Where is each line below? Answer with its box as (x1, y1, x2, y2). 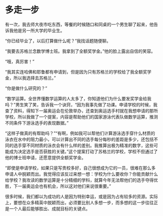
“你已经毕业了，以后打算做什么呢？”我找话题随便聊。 (5, 37, 111, 44)
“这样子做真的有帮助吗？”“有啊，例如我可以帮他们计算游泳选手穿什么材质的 (5, 130, 155, 136)
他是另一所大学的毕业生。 (13, 27, 65, 33)
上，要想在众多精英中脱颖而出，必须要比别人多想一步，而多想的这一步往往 (5, 199, 154, 205)
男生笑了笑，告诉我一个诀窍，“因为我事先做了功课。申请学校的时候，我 (15, 102, 158, 108)
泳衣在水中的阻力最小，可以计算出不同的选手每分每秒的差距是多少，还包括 (5, 136, 154, 142)
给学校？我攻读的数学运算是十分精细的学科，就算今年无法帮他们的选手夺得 (5, 177, 154, 183)
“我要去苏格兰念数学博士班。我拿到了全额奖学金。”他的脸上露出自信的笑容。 (5, 48, 156, 54)
